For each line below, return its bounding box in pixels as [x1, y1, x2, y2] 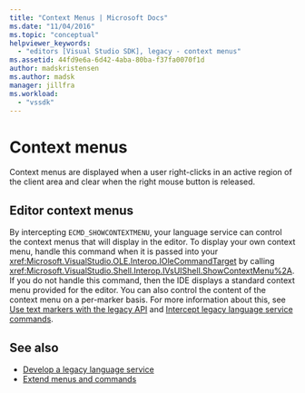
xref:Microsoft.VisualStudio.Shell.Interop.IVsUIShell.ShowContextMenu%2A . [9, 265, 295, 277]
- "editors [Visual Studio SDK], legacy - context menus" [17, 47, 242, 56]
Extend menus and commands [22, 373, 137, 384]
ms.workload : [9, 89, 59, 98]
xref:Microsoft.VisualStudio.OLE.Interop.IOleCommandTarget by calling [9, 256, 275, 267]
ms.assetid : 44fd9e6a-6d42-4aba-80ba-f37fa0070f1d [9, 55, 205, 64]
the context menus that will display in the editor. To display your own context [9, 237, 296, 248]
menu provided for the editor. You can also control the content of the [9, 285, 266, 296]
